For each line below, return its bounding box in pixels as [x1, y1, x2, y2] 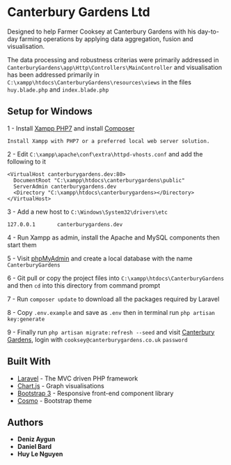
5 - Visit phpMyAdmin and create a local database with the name [7, 254, 193, 263]
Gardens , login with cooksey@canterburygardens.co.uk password [7, 335, 188, 344]
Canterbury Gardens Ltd [7, 4, 151, 20]
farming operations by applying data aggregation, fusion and [19, 34, 193, 43]
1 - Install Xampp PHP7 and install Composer [7, 124, 135, 133]
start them [7, 240, 37, 249]
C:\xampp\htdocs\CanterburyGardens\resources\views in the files [7, 77, 191, 86]
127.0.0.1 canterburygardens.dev [7, 221, 123, 228]
